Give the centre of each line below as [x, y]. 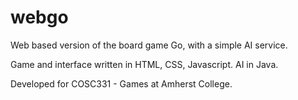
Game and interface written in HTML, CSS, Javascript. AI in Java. [144, 64]
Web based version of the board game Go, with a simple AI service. [149, 45]
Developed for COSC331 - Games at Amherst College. [121, 83]
